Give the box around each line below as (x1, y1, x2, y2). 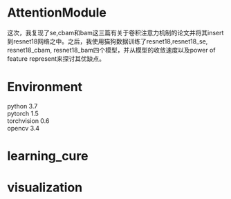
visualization (7, 180, 83, 196)
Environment (7, 79, 83, 95)
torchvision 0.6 (7, 116, 50, 125)
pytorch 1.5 (7, 109, 39, 117)
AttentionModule (7, 5, 107, 21)
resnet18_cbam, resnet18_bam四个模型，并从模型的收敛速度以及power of (7, 46, 216, 54)
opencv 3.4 (7, 124, 40, 132)
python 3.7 (7, 102, 38, 110)
